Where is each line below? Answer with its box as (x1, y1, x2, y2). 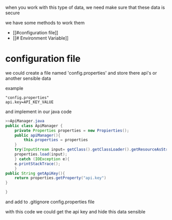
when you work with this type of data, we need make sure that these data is (5, 5, 165, 10)
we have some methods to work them (5, 20, 85, 26)
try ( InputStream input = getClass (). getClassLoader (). (14, 147, 132, 152)
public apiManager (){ (14, 133, 60, 138)
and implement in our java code (5, 108, 72, 115)
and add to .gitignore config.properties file (5, 199, 95, 205)
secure (5, 10, 20, 16)
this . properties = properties (24, 138, 88, 143)
